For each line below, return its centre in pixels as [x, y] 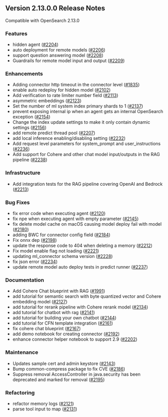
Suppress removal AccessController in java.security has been [76, 374]
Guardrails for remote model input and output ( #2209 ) [69, 61]
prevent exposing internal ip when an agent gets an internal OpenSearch [88, 112]
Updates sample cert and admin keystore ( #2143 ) [64, 363]
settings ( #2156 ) [30, 128]
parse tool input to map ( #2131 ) [45, 409]
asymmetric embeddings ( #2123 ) [47, 101]
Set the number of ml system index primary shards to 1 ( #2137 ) [78, 106]
